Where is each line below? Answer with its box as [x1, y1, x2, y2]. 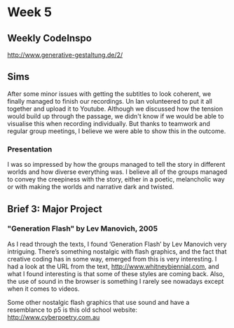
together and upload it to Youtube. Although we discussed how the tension [7, 104, 223, 113]
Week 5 [7, 4, 53, 20]
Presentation [7, 144, 53, 154]
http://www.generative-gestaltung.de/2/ [7, 50, 123, 59]
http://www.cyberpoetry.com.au [7, 313, 100, 321]
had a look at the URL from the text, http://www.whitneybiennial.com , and [7, 262, 219, 271]
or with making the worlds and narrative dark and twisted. [7, 183, 174, 191]
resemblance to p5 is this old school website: [7, 306, 138, 314]
